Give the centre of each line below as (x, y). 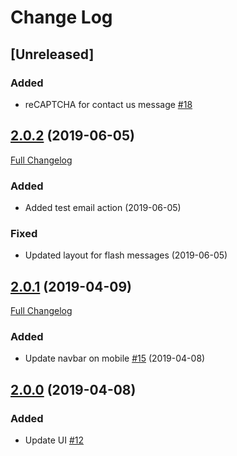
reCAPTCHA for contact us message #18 (108, 104)
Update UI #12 (54, 440)
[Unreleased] (52, 54)
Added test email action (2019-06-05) (103, 207)
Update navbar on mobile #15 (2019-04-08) (115, 358)
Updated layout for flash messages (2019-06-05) (126, 255)
